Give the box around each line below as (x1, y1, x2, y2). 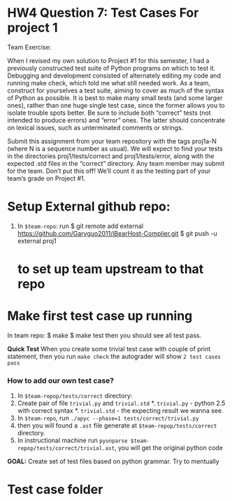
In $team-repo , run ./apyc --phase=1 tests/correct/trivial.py (17, 414, 199, 423)
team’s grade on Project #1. (7, 174, 86, 183)
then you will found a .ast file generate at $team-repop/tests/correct (17, 421, 217, 430)
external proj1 (17, 237, 57, 245)
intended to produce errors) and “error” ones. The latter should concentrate (7, 115, 226, 124)
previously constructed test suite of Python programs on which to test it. (7, 64, 216, 72)
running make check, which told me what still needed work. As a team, (7, 78, 211, 87)
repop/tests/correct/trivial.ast (17, 445, 115, 452)
